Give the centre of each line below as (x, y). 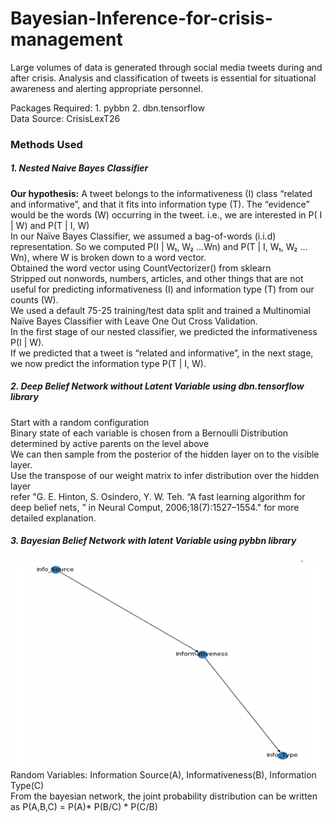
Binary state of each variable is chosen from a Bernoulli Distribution (149, 433)
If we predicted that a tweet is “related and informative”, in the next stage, (162, 353)
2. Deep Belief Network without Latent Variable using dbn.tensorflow (157, 386)
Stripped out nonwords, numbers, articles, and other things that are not (157, 278)
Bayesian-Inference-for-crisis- (141, 18)
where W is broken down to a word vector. (119, 257)
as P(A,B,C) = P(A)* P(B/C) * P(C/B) (84, 807)
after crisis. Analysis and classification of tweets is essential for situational (163, 78)
